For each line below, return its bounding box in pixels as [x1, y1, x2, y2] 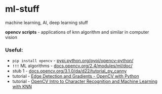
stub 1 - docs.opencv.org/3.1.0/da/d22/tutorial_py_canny [12, 68, 127, 74]
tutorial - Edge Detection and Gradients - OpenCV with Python [12, 73, 139, 79]
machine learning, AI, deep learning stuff [5, 20, 88, 25]
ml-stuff [5, 3, 40, 15]
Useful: [5, 47, 23, 53]
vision [5, 34, 17, 40]
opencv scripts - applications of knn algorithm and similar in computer [5, 29, 149, 35]
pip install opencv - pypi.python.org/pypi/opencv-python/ [12, 58, 134, 64]
